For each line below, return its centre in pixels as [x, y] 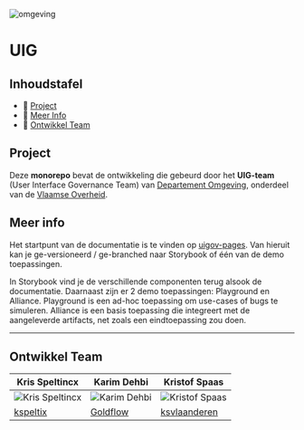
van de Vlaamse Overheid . [59, 194]
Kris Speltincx [47, 382]
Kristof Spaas [194, 382]
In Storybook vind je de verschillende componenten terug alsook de [136, 282]
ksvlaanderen [190, 412]
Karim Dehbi [121, 382]
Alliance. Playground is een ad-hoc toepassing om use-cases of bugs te [144, 301]
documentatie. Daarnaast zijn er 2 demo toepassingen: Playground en [139, 291]
